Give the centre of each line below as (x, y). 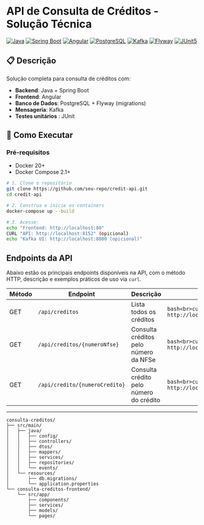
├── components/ (49, 500)
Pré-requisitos (28, 153)
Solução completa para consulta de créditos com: (69, 78)
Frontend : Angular (38, 97)
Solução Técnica (49, 24)
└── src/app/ (34, 495)
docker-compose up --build (40, 211)
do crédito (146, 400)
